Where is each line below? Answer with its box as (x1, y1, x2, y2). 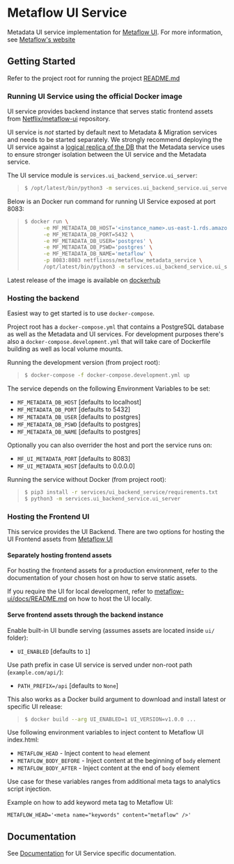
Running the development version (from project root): (7, 359, 160, 367)
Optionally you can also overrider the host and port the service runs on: (7, 441, 212, 450)
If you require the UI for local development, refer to (7, 587, 153, 596)
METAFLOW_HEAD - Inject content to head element (17, 749, 150, 757)
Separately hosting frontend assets (7, 551, 112, 559)
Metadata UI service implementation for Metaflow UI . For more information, (7, 28, 223, 36)
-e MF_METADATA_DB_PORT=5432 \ (42, 231, 134, 238)
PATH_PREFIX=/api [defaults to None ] (17, 681, 118, 690)
